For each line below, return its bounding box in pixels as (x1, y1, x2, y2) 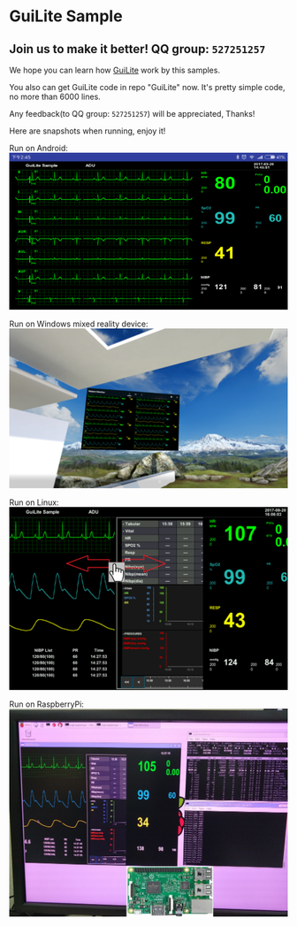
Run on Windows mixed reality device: (9, 318, 148, 329)
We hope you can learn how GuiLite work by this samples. (9, 65, 221, 75)
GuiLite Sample (9, 6, 123, 27)
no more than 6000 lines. (9, 91, 102, 102)
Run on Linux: (9, 497, 59, 508)
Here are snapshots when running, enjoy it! (9, 126, 166, 136)
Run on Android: (9, 143, 69, 153)
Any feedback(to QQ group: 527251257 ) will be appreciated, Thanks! (9, 109, 255, 119)
